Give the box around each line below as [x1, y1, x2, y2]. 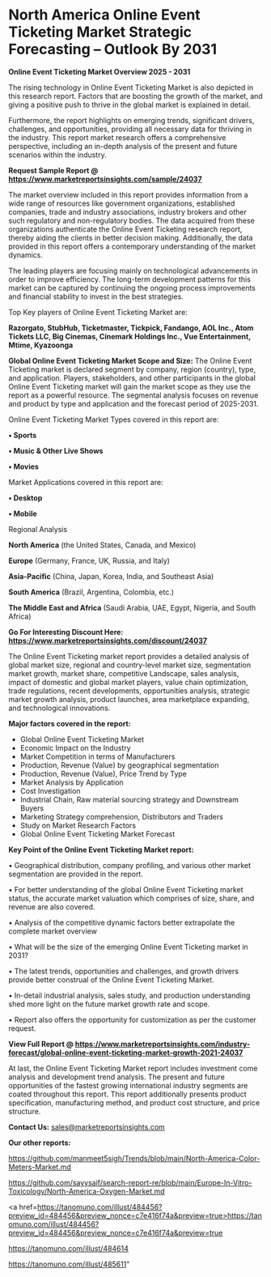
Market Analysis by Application [19, 777, 124, 787]
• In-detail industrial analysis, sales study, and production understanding [8, 990, 251, 1000]
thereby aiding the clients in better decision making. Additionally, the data [8, 232, 253, 242]
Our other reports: [8, 1138, 71, 1147]
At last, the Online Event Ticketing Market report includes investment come [8, 1063, 258, 1073]
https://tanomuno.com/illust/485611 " [8, 1259, 130, 1269]
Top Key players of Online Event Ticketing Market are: [8, 307, 188, 317]
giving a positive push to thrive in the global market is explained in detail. [8, 100, 251, 109]
